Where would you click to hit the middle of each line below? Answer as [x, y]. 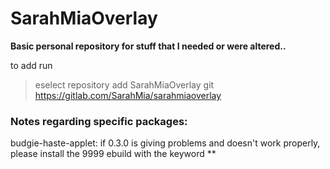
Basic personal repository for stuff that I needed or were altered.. [148, 46]
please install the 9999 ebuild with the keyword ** [113, 154]
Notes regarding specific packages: [99, 121]
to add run [31, 65]
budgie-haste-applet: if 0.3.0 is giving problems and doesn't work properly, [165, 143]
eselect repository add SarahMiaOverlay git [124, 84]
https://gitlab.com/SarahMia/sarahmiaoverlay [128, 95]
